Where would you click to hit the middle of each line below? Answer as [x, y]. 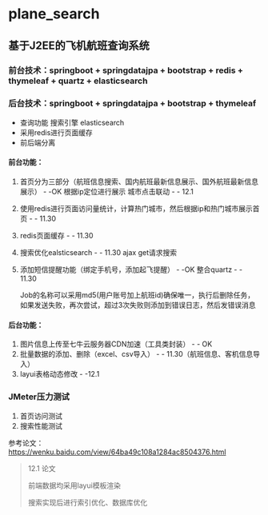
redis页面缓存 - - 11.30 [56, 236]
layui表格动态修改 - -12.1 [60, 374]
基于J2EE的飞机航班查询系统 [79, 45]
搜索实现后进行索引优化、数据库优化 [88, 502]
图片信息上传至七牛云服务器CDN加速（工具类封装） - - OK [116, 344]
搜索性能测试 [41, 425]
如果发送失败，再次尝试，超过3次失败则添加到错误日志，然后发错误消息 [138, 305]
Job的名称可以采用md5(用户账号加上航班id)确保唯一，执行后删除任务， [137, 295]
